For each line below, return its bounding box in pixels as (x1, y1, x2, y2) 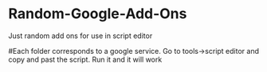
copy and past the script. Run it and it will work (8, 55, 163, 64)
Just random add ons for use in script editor (8, 31, 153, 40)
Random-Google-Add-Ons (8, 5, 187, 23)
